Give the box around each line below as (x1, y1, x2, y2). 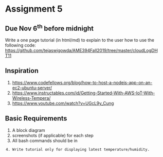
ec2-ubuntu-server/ (12, 85, 52, 90)
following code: (5, 42, 36, 48)
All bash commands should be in (12, 138, 78, 143)
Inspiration (5, 67, 39, 75)
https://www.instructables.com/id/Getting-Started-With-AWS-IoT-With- (12, 90, 155, 96)
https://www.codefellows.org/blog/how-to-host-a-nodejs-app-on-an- (12, 79, 153, 86)
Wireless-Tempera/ (12, 95, 51, 101)
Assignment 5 (5, 3, 63, 15)
